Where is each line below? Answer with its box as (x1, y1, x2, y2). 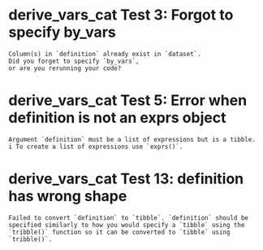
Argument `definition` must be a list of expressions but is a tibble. (8, 135, 256, 143)
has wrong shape (8, 187, 127, 205)
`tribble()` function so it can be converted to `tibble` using (8, 228, 231, 236)
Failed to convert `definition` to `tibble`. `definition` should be (8, 213, 249, 221)
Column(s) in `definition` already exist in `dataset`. (8, 50, 201, 58)
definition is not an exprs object (8, 108, 226, 127)
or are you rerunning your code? (8, 64, 122, 72)
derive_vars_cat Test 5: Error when (8, 91, 248, 110)
